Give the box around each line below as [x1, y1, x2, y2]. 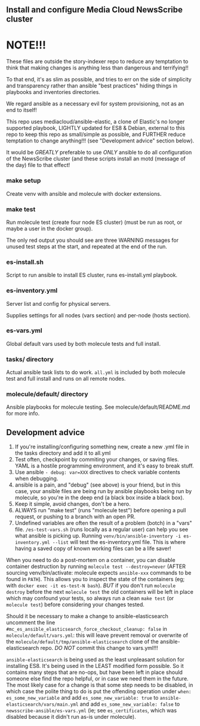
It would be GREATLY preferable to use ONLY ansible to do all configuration [6, 149, 192, 156]
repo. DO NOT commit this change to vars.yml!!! [40, 645, 158, 652]
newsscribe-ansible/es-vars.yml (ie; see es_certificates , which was [6, 707, 177, 714]
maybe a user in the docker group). [6, 224, 93, 232]
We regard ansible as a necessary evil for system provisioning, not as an [6, 100, 184, 107]
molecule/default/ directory [6, 390, 88, 399]
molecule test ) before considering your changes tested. [6, 601, 145, 608]
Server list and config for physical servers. [6, 300, 111, 307]
